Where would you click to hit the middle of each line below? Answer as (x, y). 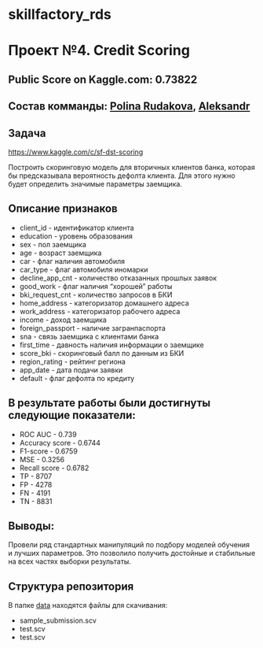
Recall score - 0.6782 (54, 468)
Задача (27, 133)
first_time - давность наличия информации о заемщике (111, 345)
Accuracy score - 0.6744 (60, 442)
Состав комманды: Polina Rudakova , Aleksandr (129, 107)
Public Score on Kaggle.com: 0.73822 (103, 79)
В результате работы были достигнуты (109, 403)
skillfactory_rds (60, 15)
